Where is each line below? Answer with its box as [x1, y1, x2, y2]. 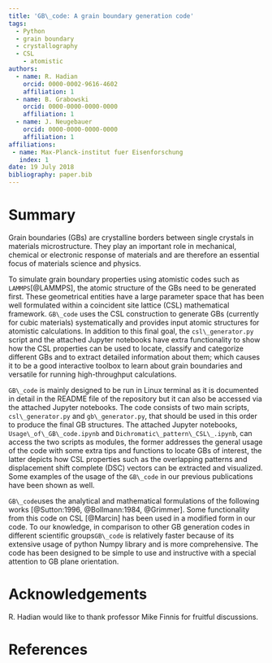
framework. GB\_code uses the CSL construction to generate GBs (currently [8, 308, 260, 318]
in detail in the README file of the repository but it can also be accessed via [8, 394, 262, 403]
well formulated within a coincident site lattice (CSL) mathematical [8, 300, 230, 310]
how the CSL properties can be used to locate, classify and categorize [8, 343, 244, 353]
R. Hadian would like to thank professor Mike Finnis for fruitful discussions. [8, 612, 258, 622]
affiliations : [8, 140, 57, 149]
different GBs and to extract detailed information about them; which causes [8, 351, 261, 362]
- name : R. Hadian [15, 72, 79, 81]
